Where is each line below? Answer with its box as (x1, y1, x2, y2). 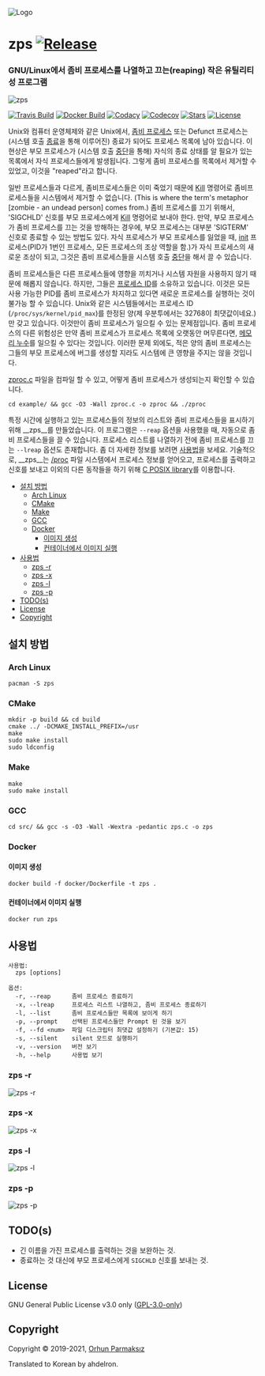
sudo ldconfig (8, 743, 55, 751)
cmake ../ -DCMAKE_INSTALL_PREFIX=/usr (8, 723, 140, 731)
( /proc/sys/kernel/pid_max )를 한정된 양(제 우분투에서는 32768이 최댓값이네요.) (8, 308, 256, 318)
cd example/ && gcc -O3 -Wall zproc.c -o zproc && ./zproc (8, 400, 207, 409)
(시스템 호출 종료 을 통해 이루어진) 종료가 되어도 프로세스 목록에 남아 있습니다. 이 (8, 137, 253, 146)
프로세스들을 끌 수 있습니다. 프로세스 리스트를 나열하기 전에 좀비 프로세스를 (16, 435, 246, 444)
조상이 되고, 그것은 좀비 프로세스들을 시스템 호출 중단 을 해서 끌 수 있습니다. (22, 252, 252, 262)
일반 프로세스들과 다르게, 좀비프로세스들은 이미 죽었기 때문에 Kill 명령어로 (8, 183, 233, 193)
